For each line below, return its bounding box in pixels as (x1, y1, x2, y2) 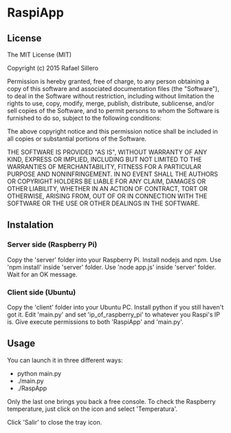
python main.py (16, 369, 62, 377)
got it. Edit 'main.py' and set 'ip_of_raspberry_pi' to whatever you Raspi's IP (7, 310, 220, 319)
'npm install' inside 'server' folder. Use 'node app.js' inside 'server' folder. (7, 263, 217, 271)
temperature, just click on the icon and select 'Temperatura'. (7, 405, 178, 413)
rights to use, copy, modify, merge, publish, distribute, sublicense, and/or (7, 99, 214, 108)
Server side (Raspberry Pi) (7, 240, 98, 250)
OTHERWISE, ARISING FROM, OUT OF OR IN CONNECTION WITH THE (7, 192, 208, 200)
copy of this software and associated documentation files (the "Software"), (7, 85, 220, 92)
